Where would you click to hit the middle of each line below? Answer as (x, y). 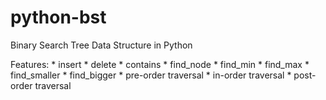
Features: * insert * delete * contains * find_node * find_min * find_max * (160, 64)
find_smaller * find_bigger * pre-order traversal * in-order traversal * (151, 75)
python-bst (58, 17)
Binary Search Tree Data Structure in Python (101, 45)
